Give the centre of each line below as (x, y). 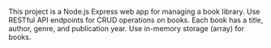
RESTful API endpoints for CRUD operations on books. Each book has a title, (136, 20)
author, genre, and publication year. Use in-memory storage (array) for (127, 28)
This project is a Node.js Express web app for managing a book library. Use (134, 12)
